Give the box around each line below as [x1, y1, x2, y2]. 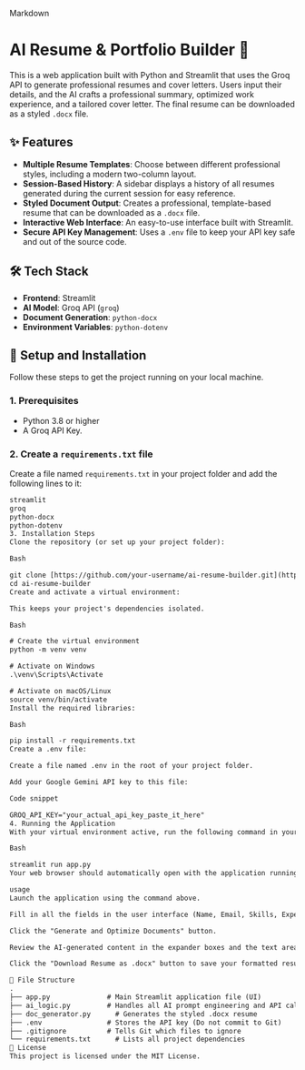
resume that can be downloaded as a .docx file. [22, 207, 201, 217]
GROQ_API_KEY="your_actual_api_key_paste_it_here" [9, 810, 205, 820]
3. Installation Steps [9, 530, 95, 539]
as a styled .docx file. [9, 108, 89, 119]
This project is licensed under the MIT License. [9, 1052, 202, 1061]
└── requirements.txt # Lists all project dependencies [9, 1035, 246, 1045]
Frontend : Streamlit [22, 292, 96, 303]
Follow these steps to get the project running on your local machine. [9, 372, 264, 383]
